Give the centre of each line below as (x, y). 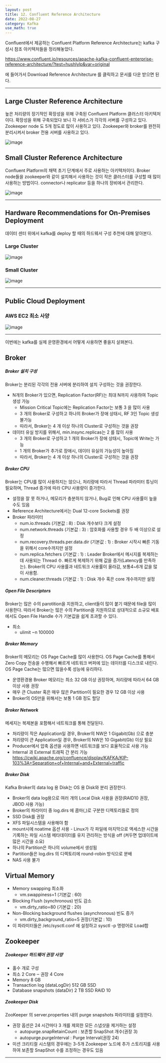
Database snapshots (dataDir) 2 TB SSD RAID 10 (62, 990)
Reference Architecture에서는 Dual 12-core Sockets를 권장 (71, 511)
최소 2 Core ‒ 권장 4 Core (38, 974)
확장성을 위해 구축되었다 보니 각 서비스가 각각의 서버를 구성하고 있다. (81, 120)
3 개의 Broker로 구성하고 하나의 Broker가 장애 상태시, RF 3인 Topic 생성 (89, 414)
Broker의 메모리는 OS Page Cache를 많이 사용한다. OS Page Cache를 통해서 (80, 657)
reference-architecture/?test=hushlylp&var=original (58, 64)
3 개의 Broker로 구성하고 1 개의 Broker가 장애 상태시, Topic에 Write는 (87, 439)
